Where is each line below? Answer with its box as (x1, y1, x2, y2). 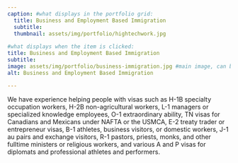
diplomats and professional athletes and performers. (7, 147, 161, 156)
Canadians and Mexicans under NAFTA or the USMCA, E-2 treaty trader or (7, 117, 225, 126)
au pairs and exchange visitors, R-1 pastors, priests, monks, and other (7, 132, 211, 141)
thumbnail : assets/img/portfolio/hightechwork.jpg (13, 30, 166, 37)
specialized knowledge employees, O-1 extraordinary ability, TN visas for (7, 110, 221, 119)
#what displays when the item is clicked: (7, 43, 135, 50)
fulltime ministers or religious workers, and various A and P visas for (7, 140, 206, 148)
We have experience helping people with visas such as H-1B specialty (7, 95, 212, 103)
